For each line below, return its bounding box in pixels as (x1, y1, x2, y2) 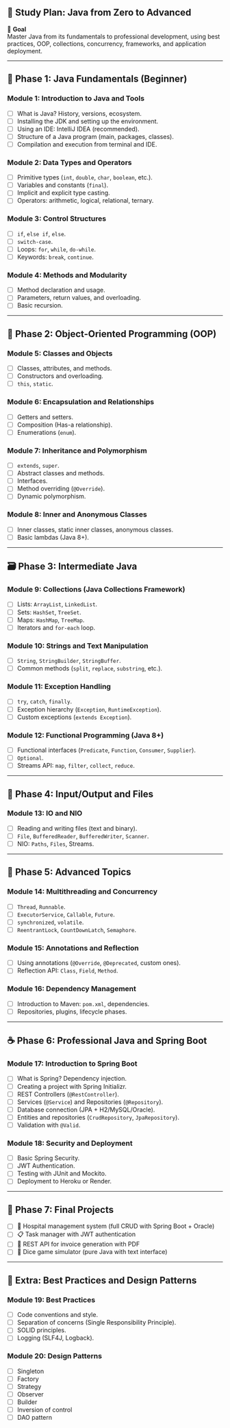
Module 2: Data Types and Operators (7, 158, 132, 167)
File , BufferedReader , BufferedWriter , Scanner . (16, 831, 149, 840)
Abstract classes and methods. (16, 469, 105, 477)
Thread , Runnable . (16, 902, 66, 911)
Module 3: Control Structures (7, 214, 107, 223)
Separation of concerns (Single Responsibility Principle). (16, 1318, 177, 1327)
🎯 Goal (7, 25, 27, 33)
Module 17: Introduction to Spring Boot (7, 1059, 138, 1068)
